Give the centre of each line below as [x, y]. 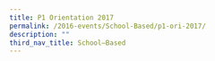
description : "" [39, 34]
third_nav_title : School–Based [68, 43]
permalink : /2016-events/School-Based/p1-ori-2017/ [107, 26]
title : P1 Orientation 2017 [62, 17]
